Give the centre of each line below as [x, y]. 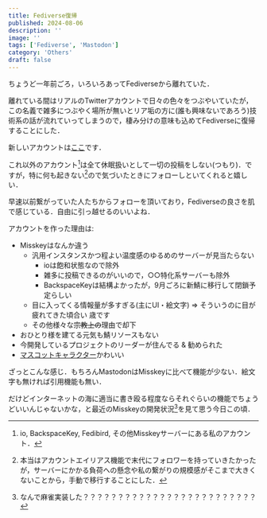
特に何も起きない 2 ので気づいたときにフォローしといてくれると [132, 174]
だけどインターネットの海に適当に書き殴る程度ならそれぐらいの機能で [123, 399]
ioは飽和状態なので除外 [81, 265]
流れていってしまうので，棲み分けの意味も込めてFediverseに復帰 [149, 120]
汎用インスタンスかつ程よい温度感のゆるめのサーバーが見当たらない [143, 255]
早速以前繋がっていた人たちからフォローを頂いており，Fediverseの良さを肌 [132, 202]
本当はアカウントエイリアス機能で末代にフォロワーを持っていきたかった [138, 460]
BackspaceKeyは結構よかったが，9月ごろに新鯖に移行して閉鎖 [146, 285]
